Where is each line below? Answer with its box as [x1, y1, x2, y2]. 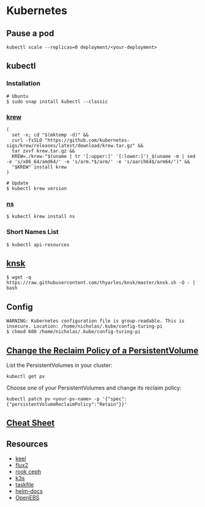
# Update [6, 180, 29, 186]
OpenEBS [15, 494, 40, 501]
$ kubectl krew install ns [6, 214, 75, 220]
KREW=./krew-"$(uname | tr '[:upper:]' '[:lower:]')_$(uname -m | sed [12, 153, 196, 159]
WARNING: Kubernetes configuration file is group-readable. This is [6, 318, 185, 325]
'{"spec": [102, 396, 127, 402]
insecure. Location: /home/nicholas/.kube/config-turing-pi [6, 323, 163, 329]
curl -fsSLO [12, 137, 43, 143]
